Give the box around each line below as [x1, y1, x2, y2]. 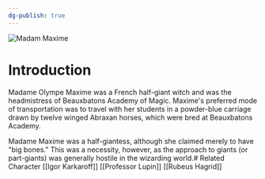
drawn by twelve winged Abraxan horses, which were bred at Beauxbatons [8, 112, 253, 122]
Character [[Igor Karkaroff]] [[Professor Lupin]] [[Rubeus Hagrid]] [8, 162, 222, 171]
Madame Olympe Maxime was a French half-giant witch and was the [8, 87, 232, 97]
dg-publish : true [8, 11, 66, 20]
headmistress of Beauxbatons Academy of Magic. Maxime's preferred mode [8, 96, 258, 105]
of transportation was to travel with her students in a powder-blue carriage [8, 104, 252, 113]
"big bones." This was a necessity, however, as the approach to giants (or [8, 144, 248, 154]
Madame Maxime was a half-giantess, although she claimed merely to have [8, 136, 255, 146]
